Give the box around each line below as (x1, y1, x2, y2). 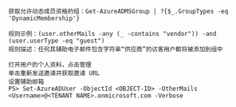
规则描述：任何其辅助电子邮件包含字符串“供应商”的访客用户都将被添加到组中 (8, 46, 223, 53)
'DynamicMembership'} (8, 14, 81, 22)
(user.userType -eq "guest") (8, 37, 105, 45)
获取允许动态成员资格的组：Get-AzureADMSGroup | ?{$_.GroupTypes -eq (8, 7, 229, 15)
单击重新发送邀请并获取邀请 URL (8, 69, 100, 77)
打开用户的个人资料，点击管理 (8, 61, 92, 69)
